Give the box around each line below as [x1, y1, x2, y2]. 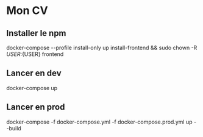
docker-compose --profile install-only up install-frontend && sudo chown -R [6, 44, 198, 51]
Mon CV [6, 4, 48, 18]
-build [6, 124, 21, 132]
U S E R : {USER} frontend [6, 51, 64, 58]
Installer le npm [6, 28, 66, 38]
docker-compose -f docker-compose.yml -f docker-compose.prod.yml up [6, 118, 193, 125]
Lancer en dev [6, 68, 62, 79]
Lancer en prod [6, 102, 65, 113]
